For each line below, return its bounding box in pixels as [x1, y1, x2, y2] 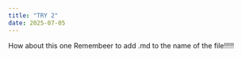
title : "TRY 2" [8, 11, 59, 20]
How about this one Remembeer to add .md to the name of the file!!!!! [8, 40, 235, 50]
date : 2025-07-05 [8, 19, 66, 27]
